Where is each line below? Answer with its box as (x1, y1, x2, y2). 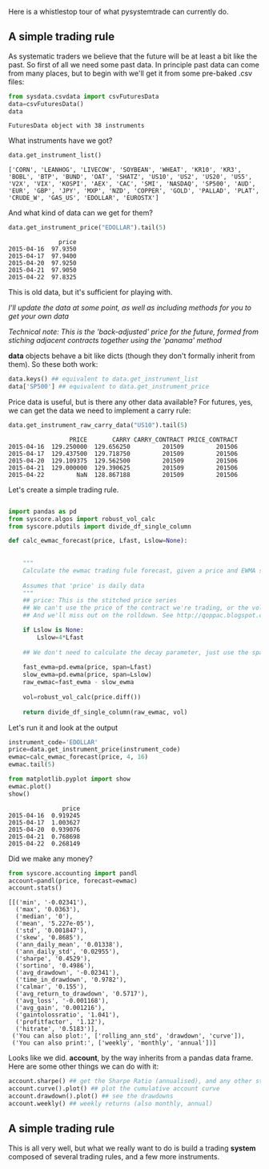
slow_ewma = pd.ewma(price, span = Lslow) (22, 670, 152, 679)
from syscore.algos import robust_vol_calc (8, 515, 156, 523)
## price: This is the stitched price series (22, 597, 178, 605)
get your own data (8, 312, 70, 321)
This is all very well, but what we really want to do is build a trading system (8, 1143, 256, 1153)
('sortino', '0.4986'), (15, 962, 94, 970)
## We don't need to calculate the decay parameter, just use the (22, 648, 249, 657)
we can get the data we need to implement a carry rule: (8, 405, 191, 415)
